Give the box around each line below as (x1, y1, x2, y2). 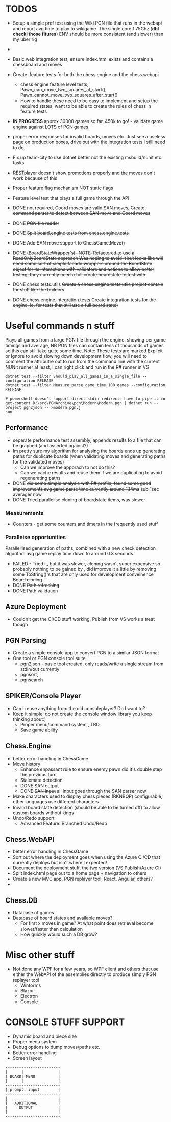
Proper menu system (12, 1039, 57, 1045)
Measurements (5, 509, 44, 516)
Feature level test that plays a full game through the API (12, 194, 130, 201)
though (12, 621, 28, 628)
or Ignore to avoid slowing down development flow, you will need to (5, 353, 147, 359)
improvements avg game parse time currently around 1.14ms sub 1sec (12, 485, 159, 492)
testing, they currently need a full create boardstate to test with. (12, 271, 147, 277)
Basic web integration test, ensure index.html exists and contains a (12, 56, 153, 62)
